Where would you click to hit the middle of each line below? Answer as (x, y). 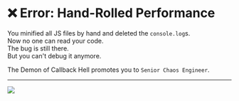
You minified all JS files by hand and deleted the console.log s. (99, 33)
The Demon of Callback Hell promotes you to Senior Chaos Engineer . (108, 70)
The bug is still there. (38, 48)
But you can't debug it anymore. (54, 55)
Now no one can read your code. (56, 41)
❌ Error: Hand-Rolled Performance (111, 13)
